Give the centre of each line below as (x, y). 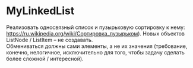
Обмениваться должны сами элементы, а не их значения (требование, (97, 46)
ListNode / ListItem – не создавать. (50, 40)
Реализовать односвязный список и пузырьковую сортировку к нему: (96, 27)
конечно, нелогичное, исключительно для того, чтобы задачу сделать (96, 52)
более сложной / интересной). (45, 59)
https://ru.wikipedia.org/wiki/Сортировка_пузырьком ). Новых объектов (96, 33)
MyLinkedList (40, 11)
